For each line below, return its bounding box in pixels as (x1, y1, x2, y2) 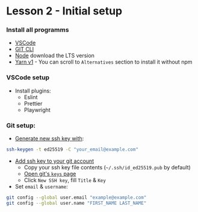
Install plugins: (14, 87, 51, 94)
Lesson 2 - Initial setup (6, 4, 122, 18)
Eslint (23, 93, 38, 100)
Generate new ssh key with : (14, 135, 84, 142)
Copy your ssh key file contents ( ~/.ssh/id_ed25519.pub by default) (23, 163, 191, 171)
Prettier (23, 100, 43, 107)
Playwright (23, 106, 51, 114)
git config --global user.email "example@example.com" (6, 194, 147, 201)
